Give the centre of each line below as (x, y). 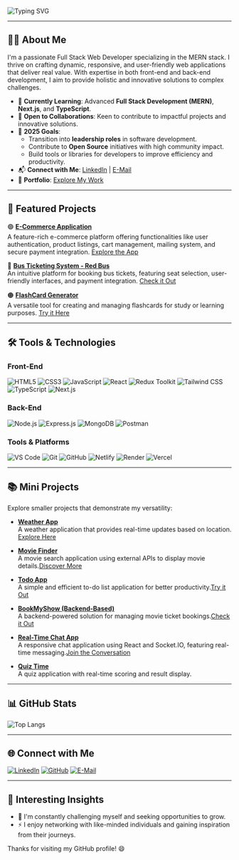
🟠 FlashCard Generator (43, 294)
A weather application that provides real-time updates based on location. (124, 529)
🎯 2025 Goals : (39, 131)
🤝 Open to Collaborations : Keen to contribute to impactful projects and (122, 116)
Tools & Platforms (38, 442)
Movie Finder (38, 551)
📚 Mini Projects (43, 487)
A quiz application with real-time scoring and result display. (105, 674)
